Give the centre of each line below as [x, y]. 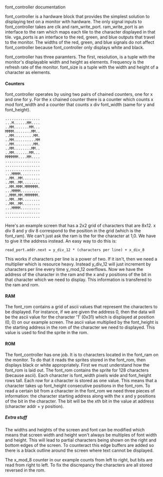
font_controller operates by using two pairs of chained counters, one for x [79, 94]
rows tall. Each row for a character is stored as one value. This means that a [81, 380]
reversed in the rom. [25, 470]
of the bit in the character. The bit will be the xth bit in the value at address [80, 401]
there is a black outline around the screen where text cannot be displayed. [80, 450]
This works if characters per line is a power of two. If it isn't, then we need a [81, 259]
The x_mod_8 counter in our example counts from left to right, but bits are [79, 459]
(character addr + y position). [35, 406]
